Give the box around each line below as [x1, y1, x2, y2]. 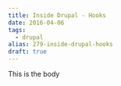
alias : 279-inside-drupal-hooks [8, 41, 113, 48]
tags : [8, 26, 26, 34]
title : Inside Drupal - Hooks [8, 11, 107, 20]
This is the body [8, 70, 60, 78]
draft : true [8, 48, 47, 56]
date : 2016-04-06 [8, 19, 65, 27]
